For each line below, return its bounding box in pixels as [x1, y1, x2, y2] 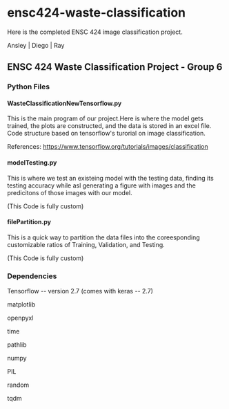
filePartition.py [7, 218, 52, 226]
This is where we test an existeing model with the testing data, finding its [7, 174, 214, 182]
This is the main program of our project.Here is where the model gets [7, 114, 203, 122]
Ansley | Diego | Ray [7, 41, 65, 49]
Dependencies [7, 271, 57, 281]
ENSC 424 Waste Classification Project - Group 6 [7, 61, 223, 73]
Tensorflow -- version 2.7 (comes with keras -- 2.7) [7, 287, 154, 296]
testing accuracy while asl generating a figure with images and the [7, 181, 197, 190]
